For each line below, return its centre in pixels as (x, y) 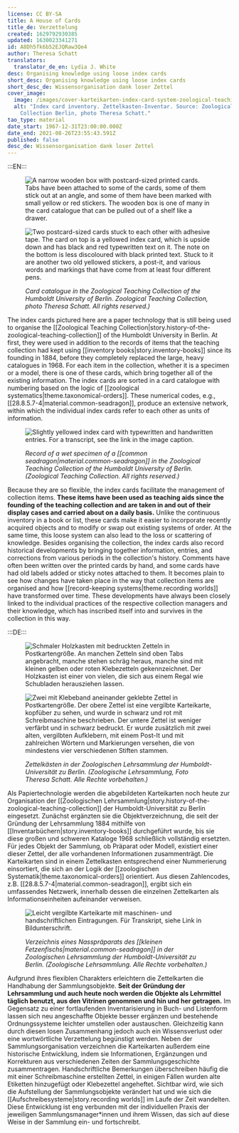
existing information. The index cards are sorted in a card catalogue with (114, 381)
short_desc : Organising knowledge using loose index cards (97, 80)
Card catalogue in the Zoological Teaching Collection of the (113, 291)
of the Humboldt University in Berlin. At (160, 335)
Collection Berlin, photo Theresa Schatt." (86, 113)
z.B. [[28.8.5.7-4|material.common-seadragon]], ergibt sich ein (100, 884)
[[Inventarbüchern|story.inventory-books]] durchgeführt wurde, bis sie (111, 831)
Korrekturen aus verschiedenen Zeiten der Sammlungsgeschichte (104, 1062)
